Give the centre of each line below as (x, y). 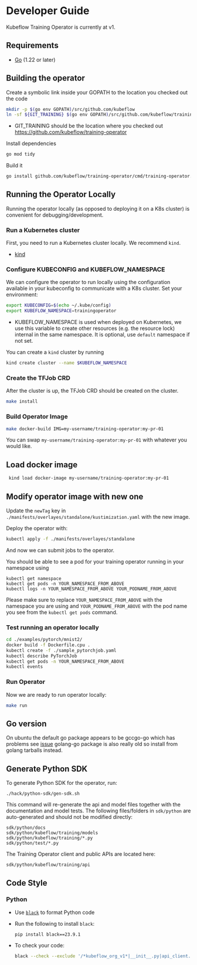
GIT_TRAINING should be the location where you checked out (89, 126)
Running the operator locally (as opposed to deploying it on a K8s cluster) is (98, 208)
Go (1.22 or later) (35, 59)
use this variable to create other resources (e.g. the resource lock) (95, 328)
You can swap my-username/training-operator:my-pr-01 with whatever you (97, 440)
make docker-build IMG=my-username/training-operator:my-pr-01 (85, 429)
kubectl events (25, 667)
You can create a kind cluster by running (55, 352)
